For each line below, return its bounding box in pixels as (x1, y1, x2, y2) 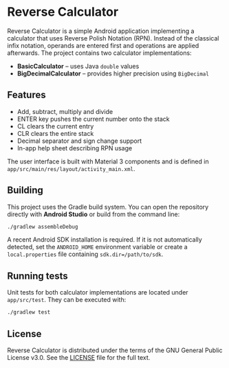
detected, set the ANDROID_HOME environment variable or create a (7, 243, 188, 251)
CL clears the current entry (17, 122, 94, 130)
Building (7, 185, 43, 196)
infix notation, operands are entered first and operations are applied (7, 41, 199, 49)
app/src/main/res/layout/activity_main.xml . (7, 164, 135, 172)
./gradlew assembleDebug (7, 223, 78, 230)
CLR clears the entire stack (17, 129, 94, 137)
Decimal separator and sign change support (17, 137, 142, 145)
